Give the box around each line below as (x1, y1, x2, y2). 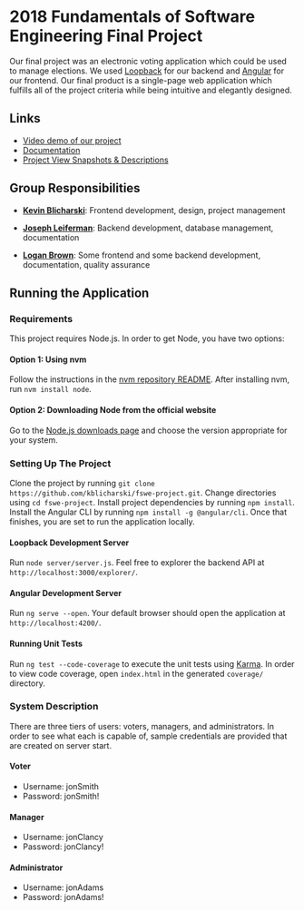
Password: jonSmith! (22, 791, 100, 802)
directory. (9, 678, 45, 689)
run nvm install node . (9, 384, 93, 395)
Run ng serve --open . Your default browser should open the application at (9, 608, 286, 619)
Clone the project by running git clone (9, 477, 156, 488)
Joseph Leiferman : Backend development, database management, (22, 222, 274, 233)
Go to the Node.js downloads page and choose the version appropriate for (9, 425, 288, 436)
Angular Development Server (9, 587, 123, 598)
